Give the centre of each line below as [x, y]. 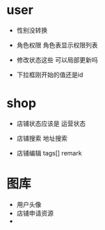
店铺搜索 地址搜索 [42, 138]
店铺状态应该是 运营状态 [51, 123]
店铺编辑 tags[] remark [49, 153]
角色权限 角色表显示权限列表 [57, 45]
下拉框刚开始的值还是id [50, 75]
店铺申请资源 [35, 213]
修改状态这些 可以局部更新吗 [57, 60]
